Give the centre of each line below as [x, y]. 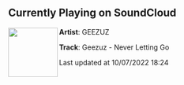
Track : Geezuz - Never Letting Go [114, 47]
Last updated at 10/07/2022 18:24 [114, 62]
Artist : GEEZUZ [84, 31]
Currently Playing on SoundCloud [92, 13]
